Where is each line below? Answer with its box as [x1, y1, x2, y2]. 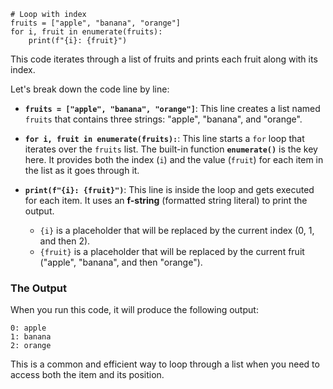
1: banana [10, 332, 52, 342]
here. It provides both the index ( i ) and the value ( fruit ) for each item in [24, 154, 324, 165]
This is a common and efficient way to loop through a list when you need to [10, 358, 320, 370]
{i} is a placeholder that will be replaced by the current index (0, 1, [39, 225, 315, 236]
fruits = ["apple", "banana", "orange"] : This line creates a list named [24, 103, 321, 114]
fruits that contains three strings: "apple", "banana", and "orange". [24, 113, 303, 125]
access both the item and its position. [10, 369, 165, 381]
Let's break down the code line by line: [10, 83, 170, 95]
